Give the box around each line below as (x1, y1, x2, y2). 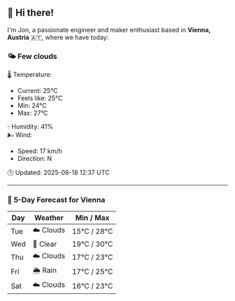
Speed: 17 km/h (17, 147, 63, 155)
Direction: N (17, 155, 52, 163)
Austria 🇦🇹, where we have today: (7, 33, 109, 41)
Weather (34, 213, 64, 223)
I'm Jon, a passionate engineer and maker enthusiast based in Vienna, (7, 25, 211, 34)
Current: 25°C (17, 87, 58, 95)
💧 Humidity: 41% (7, 122, 54, 131)
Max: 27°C (17, 109, 48, 118)
